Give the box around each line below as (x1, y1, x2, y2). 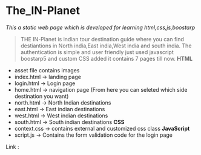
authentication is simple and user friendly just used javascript (20, 48, 174, 55)
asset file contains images (14, 66, 80, 74)
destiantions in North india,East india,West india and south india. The (20, 42, 192, 49)
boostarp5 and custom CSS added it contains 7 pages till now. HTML (20, 55, 193, 62)
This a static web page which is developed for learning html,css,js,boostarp (5, 24, 196, 31)
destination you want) (14, 92, 69, 100)
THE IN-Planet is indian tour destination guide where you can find (20, 35, 184, 43)
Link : (5, 143, 19, 150)
